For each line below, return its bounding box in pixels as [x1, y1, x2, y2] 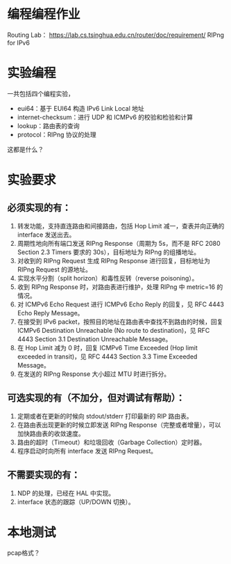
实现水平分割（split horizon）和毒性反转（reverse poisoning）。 [17, 274, 198, 282]
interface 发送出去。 [17, 230, 76, 239]
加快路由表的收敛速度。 [17, 429, 85, 437]
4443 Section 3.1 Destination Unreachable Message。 [17, 335, 172, 343]
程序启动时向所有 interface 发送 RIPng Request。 [17, 446, 157, 455]
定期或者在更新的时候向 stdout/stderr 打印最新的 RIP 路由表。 [17, 412, 193, 420]
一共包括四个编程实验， [7, 89, 74, 97]
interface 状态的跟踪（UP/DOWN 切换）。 [17, 497, 135, 506]
